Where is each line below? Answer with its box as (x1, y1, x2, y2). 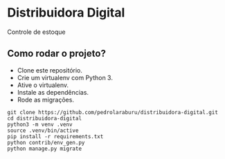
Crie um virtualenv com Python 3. (17, 73, 113, 82)
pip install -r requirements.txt (7, 133, 104, 140)
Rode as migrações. (17, 95, 75, 104)
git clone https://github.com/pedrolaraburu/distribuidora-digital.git (7, 109, 218, 115)
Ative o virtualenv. (17, 81, 69, 89)
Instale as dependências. (17, 88, 89, 96)
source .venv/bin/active (7, 127, 79, 134)
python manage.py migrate (7, 145, 82, 152)
